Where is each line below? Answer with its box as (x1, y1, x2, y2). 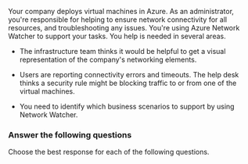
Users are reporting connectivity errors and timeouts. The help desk (19, 70, 239, 79)
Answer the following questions (8, 129, 132, 140)
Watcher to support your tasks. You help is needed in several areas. (8, 31, 226, 41)
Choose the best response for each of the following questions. (8, 148, 210, 157)
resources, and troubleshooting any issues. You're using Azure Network (8, 23, 240, 32)
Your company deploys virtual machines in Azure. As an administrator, (8, 7, 235, 16)
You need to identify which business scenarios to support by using (19, 102, 235, 111)
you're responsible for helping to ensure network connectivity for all (8, 15, 228, 24)
